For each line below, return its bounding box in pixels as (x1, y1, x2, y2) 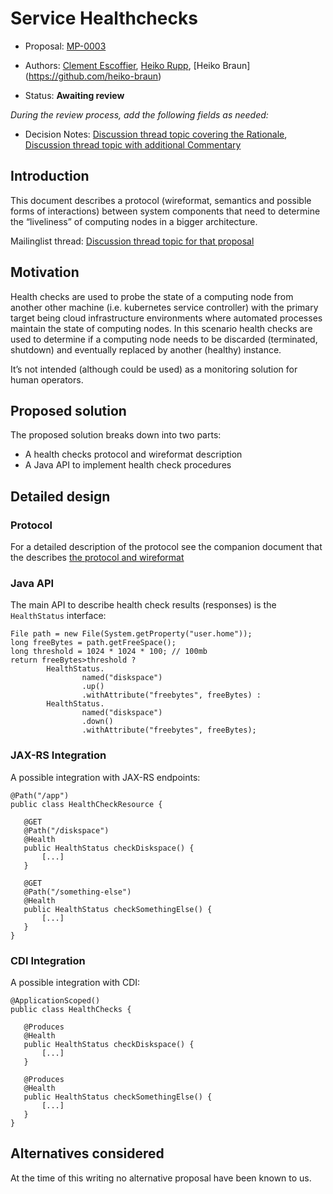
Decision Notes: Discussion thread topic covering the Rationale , (24, 128, 288, 140)
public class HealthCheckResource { (10, 799, 163, 809)
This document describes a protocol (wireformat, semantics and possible (10, 194, 312, 206)
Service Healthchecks (10, 7, 198, 30)
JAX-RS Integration (10, 748, 107, 762)
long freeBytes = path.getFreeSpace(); (10, 638, 177, 648)
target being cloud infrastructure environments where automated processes (10, 312, 323, 324)
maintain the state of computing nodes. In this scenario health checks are (10, 322, 313, 334)
